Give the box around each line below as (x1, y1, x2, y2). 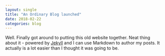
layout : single (5, 7, 37, 12)
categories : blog (5, 21, 41, 26)
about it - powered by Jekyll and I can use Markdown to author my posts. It (5, 40, 160, 46)
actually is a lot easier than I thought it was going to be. (5, 45, 119, 51)
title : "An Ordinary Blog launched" (5, 12, 81, 17)
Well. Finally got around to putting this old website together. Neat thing (5, 35, 150, 41)
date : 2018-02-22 (5, 16, 41, 21)
